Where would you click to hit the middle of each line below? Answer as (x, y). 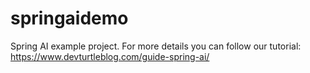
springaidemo (69, 18)
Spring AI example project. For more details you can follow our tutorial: (156, 46)
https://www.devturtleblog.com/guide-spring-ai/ (110, 56)
